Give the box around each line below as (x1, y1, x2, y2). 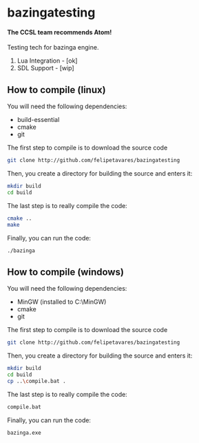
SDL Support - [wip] (17, 64, 74, 72)
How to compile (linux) (7, 84, 106, 96)
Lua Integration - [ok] (17, 56, 78, 65)
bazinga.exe (7, 429, 41, 436)
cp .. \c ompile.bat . (7, 378, 67, 384)
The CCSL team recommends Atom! (7, 28, 112, 36)
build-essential (17, 116, 60, 124)
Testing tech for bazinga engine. (7, 43, 99, 52)
